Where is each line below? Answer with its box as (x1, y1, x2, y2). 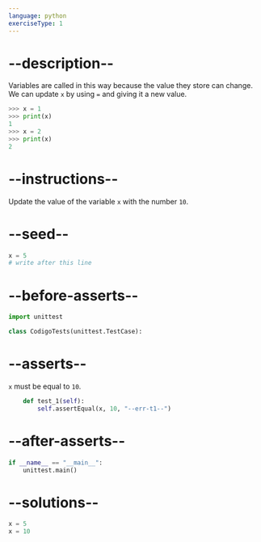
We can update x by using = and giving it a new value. (8, 90, 187, 99)
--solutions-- (8, 494, 99, 511)
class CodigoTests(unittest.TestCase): (8, 328, 143, 336)
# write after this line (8, 259, 92, 267)
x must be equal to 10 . (8, 381, 82, 391)
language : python (8, 11, 67, 20)
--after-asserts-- (8, 431, 125, 450)
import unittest (8, 313, 63, 321)
